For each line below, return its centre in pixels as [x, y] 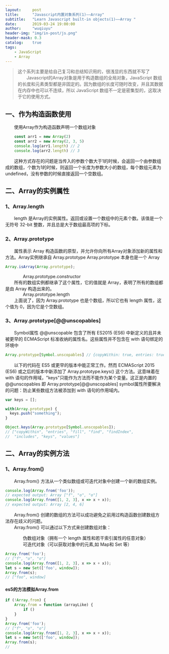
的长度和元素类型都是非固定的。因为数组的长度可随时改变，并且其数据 [90, 84]
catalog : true [23, 43]
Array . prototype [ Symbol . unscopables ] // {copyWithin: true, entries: [80, 355]
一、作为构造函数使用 [38, 114]
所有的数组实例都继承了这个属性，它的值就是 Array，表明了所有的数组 [87, 282]
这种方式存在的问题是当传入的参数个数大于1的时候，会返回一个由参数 [86, 161]
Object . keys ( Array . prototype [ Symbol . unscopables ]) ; [60, 427]
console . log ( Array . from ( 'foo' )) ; [40, 490]
